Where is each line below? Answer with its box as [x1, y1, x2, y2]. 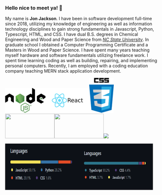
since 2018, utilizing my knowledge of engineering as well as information [5, 21, 153, 27]
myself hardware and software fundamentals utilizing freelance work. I [5, 52, 149, 58]
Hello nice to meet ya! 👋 [5, 4, 63, 11]
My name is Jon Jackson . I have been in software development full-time [5, 16, 152, 22]
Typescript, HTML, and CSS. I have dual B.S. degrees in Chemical [5, 32, 138, 38]
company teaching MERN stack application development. [5, 68, 122, 74]
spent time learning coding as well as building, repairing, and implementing [5, 58, 158, 64]
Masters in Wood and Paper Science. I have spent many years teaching [5, 47, 150, 53]
